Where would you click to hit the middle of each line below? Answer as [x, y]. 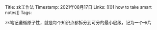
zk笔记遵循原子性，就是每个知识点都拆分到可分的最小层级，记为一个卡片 [78, 22]
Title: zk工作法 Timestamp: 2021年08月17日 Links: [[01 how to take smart [78, 7]
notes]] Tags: [18, 13]
